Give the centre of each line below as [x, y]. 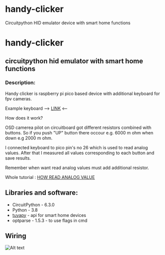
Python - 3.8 [25, 210]
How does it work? [24, 118]
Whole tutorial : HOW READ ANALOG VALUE [50, 177]
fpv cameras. [18, 99]
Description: [20, 83]
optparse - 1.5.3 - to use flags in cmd [50, 220]
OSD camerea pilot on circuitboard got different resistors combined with [78, 127]
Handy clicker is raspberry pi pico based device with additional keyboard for [82, 93]
